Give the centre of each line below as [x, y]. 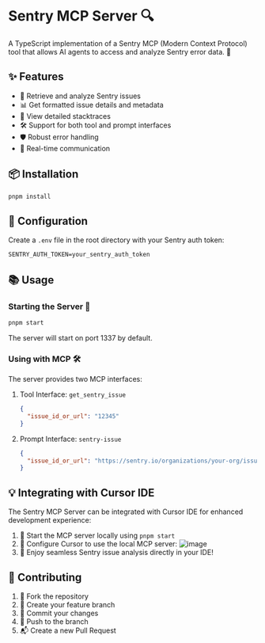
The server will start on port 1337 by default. [80, 337]
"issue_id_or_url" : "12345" [74, 416]
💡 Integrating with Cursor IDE [81, 493]
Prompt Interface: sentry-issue [70, 439]
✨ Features [36, 77]
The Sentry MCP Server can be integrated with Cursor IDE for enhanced [126, 512]
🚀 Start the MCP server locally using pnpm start [97, 535]
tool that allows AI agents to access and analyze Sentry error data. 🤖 [120, 51]
